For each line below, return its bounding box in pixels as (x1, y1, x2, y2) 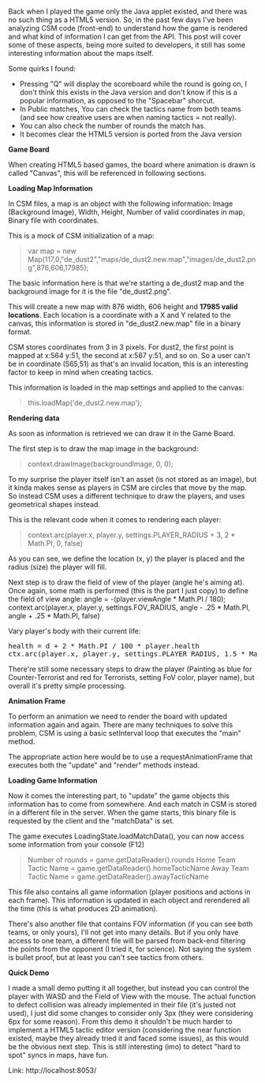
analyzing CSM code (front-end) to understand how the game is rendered (8, 24, 248, 32)
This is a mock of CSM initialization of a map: (8, 231, 155, 240)
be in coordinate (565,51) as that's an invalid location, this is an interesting (8, 359, 248, 368)
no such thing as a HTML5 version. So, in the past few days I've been (8, 15, 233, 24)
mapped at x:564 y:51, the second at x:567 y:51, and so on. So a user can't (8, 351, 251, 360)
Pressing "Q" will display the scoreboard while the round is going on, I (19, 79, 247, 88)
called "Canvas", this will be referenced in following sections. (8, 169, 207, 177)
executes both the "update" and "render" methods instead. (8, 760, 200, 770)
